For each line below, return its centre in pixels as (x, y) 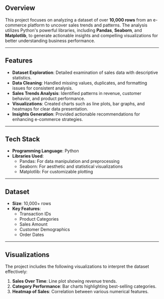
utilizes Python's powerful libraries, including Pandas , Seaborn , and (74, 30)
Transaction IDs (35, 214)
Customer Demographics (45, 230)
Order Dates (32, 235)
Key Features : (26, 209)
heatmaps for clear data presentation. (50, 109)
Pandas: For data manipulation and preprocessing (69, 161)
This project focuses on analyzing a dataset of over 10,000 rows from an (79, 20)
